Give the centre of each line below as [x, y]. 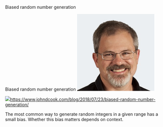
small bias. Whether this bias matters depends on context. [64, 119]
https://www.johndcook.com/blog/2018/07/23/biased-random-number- [83, 99]
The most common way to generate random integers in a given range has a [81, 114]
